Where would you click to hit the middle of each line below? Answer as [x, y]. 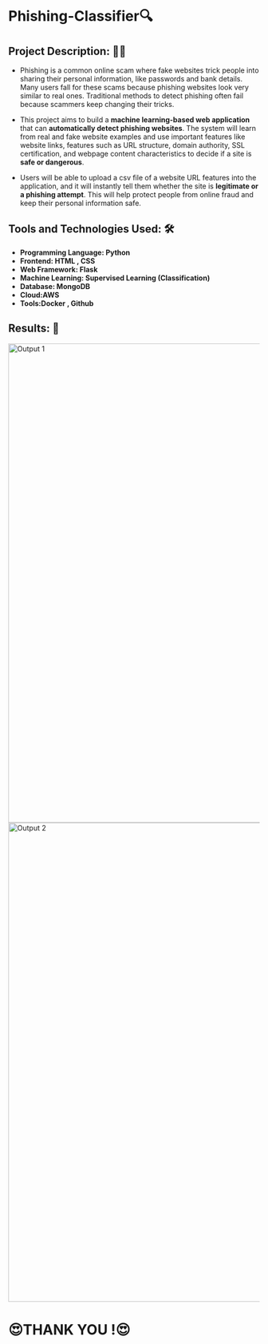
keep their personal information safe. [81, 203]
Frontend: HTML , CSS [57, 260]
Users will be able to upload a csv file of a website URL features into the [138, 178]
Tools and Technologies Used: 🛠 [91, 229]
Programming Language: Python [75, 252]
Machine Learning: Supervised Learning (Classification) [115, 278]
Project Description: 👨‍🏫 [67, 51]
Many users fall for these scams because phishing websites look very [134, 87]
